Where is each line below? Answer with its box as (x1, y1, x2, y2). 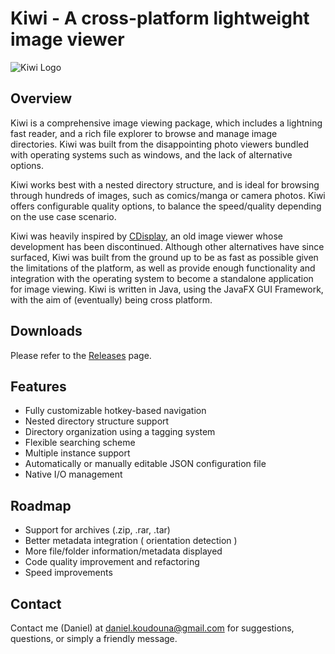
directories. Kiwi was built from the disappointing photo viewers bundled (10, 138, 310, 150)
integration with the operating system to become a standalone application (10, 272, 314, 284)
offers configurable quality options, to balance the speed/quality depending (10, 200, 322, 212)
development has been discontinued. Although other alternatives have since (10, 240, 325, 252)
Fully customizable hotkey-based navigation (24, 405, 207, 417)
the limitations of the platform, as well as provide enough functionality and (10, 262, 316, 274)
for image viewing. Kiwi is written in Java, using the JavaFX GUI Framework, (10, 283, 324, 295)
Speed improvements (24, 567, 113, 579)
